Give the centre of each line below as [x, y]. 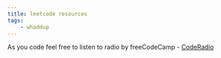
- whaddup [35, 27]
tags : [15, 21]
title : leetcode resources [47, 14]
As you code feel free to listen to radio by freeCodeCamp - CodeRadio [110, 47]
